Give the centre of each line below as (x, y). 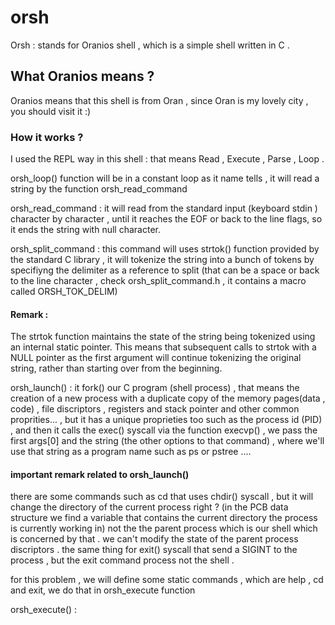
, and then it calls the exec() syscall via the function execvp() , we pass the (164, 430)
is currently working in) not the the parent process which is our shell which (164, 528)
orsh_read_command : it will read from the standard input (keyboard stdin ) (164, 208)
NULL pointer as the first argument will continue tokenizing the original (156, 358)
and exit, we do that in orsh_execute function (103, 590)
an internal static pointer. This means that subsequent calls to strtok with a (163, 347)
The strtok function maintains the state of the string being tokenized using (163, 337)
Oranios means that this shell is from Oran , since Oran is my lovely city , (159, 100)
